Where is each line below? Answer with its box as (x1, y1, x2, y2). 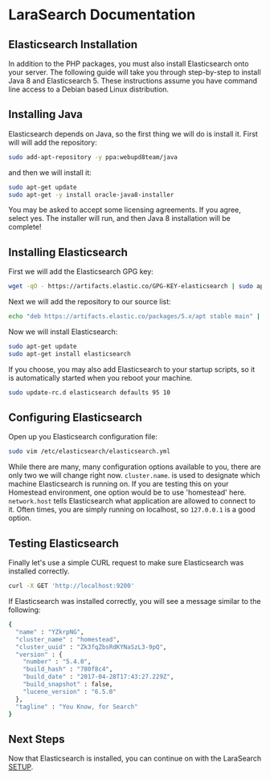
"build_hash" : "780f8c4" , (22, 665, 113, 674)
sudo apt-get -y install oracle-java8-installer (8, 190, 174, 198)
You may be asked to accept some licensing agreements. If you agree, (8, 205, 241, 214)
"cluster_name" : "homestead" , (15, 635, 121, 643)
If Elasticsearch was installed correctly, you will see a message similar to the (8, 597, 261, 606)
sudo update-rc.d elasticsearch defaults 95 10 (8, 388, 171, 397)
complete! (8, 222, 42, 232)
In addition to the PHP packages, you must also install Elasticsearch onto (8, 59, 249, 68)
